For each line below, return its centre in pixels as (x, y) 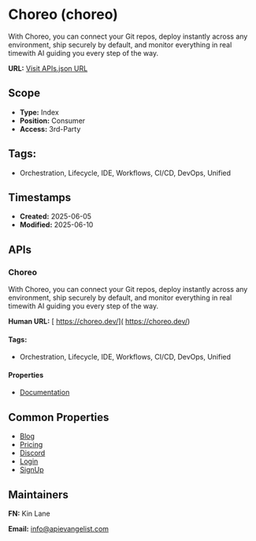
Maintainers (39, 494)
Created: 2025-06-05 (56, 216)
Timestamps (40, 198)
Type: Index (39, 112)
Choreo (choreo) (63, 15)
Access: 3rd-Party (50, 129)
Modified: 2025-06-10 (56, 225)
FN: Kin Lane (29, 513)
